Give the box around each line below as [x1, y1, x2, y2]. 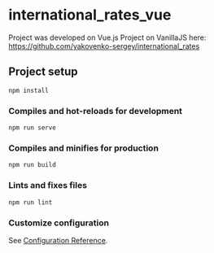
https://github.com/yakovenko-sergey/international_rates [8, 41, 200, 50]
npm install [8, 86, 49, 94]
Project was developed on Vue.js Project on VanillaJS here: [8, 33, 207, 42]
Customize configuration [8, 217, 110, 229]
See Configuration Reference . [8, 235, 108, 245]
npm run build [8, 161, 57, 169]
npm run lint [8, 198, 53, 207]
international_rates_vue [8, 6, 172, 24]
